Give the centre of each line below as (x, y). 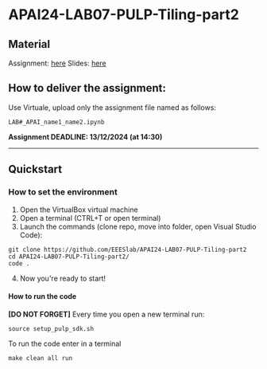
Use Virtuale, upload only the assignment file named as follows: (112, 107)
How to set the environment (63, 192)
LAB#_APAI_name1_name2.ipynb (56, 122)
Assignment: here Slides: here (58, 63)
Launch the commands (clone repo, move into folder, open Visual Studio (138, 226)
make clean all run (41, 358)
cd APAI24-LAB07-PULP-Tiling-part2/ (69, 257)
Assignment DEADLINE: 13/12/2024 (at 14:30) (85, 136)
